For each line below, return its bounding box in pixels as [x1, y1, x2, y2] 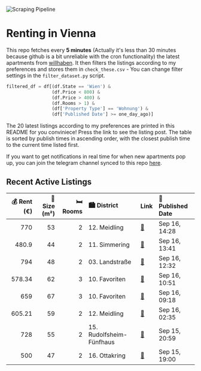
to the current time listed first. [6, 141, 80, 149]
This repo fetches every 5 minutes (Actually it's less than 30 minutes [6, 46, 176, 53]
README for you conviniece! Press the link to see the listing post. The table [6, 129, 193, 136]
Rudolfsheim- [88, 330, 127, 339]
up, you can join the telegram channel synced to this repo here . [6, 159, 163, 167]
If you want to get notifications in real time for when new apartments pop [6, 153, 186, 160]
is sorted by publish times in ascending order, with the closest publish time [6, 135, 190, 142]
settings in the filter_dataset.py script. [6, 72, 105, 79]
